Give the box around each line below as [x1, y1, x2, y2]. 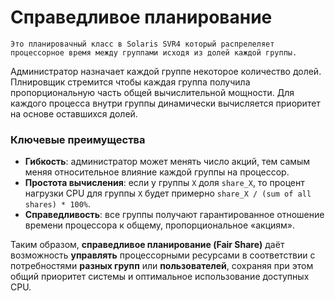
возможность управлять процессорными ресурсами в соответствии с [10, 249, 316, 261]
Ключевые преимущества [10, 132, 146, 146]
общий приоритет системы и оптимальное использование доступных [10, 271, 310, 283]
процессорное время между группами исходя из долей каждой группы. [10, 47, 298, 58]
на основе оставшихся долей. [10, 107, 138, 120]
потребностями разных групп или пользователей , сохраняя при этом [10, 260, 314, 272]
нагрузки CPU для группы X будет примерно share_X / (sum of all [24, 187, 312, 200]
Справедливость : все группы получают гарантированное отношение [24, 209, 325, 221]
